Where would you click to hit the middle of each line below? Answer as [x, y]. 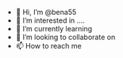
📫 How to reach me [48, 46]
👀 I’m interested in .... [50, 20]
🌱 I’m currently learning [54, 29]
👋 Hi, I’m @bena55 [46, 12]
